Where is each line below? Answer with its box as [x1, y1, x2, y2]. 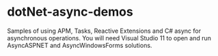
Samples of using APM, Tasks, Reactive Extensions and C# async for [7, 27, 202, 35]
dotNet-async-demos [7, 4, 133, 20]
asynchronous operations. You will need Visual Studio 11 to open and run [7, 33, 212, 42]
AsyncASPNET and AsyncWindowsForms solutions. [7, 41, 152, 49]
